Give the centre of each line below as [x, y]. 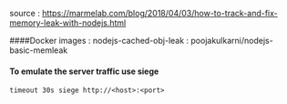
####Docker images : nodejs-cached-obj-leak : [99, 41]
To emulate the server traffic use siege [84, 71]
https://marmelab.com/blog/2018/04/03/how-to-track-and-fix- [160, 13]
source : [25, 13]
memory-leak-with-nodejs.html [68, 23]
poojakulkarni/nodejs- [232, 41]
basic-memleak [39, 50]
